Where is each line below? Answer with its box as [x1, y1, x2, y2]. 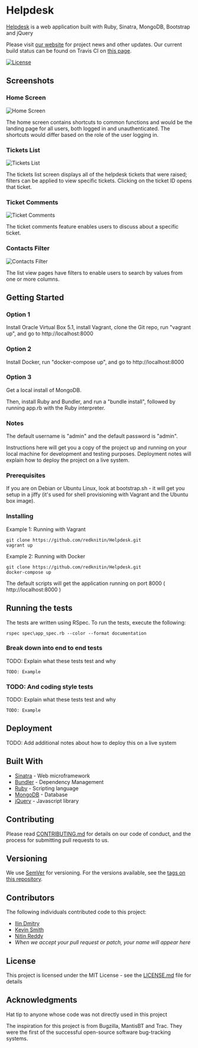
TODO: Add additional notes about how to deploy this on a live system [6, 739, 177, 746]
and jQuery [6, 29, 34, 36]
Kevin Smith [14, 926, 44, 933]
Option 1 [6, 310, 31, 319]
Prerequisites [6, 471, 46, 480]
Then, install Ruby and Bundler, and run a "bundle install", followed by [6, 398, 176, 405]
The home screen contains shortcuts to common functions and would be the [6, 118, 193, 126]
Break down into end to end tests [6, 644, 103, 652]
